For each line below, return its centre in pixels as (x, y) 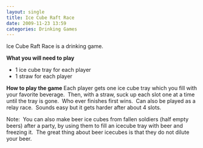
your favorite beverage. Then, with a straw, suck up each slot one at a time (101, 94)
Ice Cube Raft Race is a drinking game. (55, 46)
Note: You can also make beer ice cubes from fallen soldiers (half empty (98, 119)
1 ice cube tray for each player (53, 70)
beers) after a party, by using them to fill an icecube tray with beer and (95, 126)
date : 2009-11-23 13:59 (36, 23)
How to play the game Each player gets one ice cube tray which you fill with (102, 88)
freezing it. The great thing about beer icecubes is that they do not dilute (98, 132)
